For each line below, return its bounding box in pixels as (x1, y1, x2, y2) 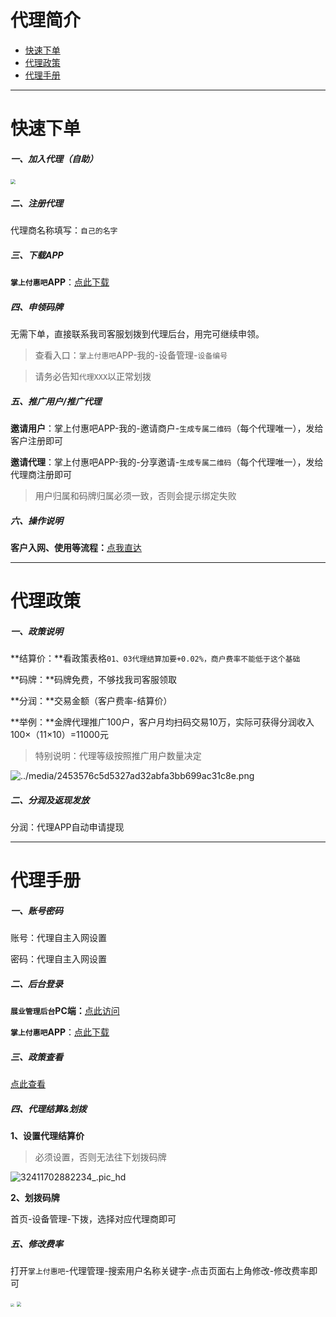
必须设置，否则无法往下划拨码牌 (34, 1151, 167, 1163)
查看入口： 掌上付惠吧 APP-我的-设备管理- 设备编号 (34, 349, 228, 361)
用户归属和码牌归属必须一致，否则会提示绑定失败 (34, 489, 237, 501)
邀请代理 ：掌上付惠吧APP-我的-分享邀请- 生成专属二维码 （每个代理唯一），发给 (10, 456, 324, 468)
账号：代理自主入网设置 (10, 932, 107, 944)
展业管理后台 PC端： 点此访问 (10, 1005, 120, 1017)
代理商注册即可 (10, 468, 72, 480)
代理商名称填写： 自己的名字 (10, 224, 118, 236)
